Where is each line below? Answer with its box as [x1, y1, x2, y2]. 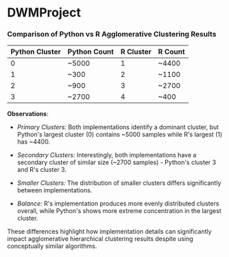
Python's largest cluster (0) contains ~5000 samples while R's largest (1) [16, 131, 223, 139]
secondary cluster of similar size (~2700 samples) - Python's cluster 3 [16, 158, 217, 166]
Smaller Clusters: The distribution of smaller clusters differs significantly [16, 179, 221, 187]
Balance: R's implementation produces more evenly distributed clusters [16, 199, 219, 208]
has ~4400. [16, 137, 50, 146]
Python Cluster [10, 47, 62, 56]
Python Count [67, 47, 114, 56]
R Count [158, 47, 185, 56]
